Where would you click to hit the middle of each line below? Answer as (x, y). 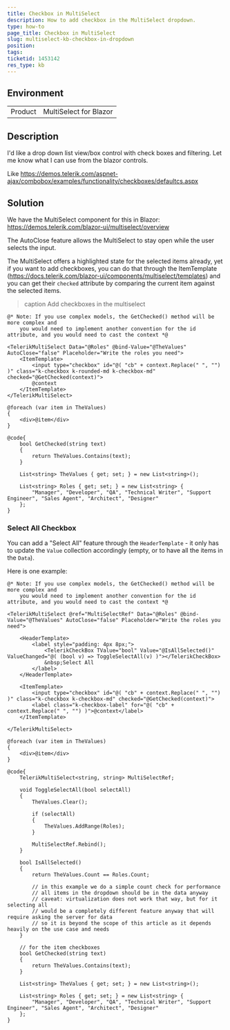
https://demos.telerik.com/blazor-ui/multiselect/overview (88, 227)
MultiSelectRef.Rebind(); (69, 845)
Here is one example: (37, 571)
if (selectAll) (54, 815)
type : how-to (26, 26)
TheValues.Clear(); (60, 802)
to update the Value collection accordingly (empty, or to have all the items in (115, 551)
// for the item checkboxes (60, 948)
